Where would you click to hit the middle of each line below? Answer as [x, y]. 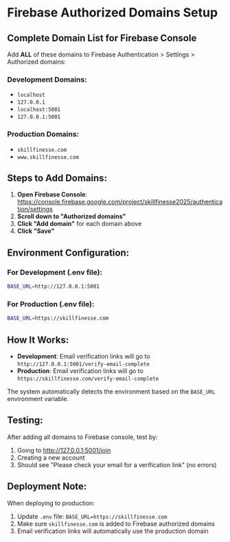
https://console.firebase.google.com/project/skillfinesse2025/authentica [120, 202]
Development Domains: [47, 79]
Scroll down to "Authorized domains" [71, 216]
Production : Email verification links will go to [80, 371]
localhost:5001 [39, 110]
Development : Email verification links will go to [83, 356]
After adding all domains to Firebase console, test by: [82, 437]
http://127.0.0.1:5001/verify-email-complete [83, 364]
